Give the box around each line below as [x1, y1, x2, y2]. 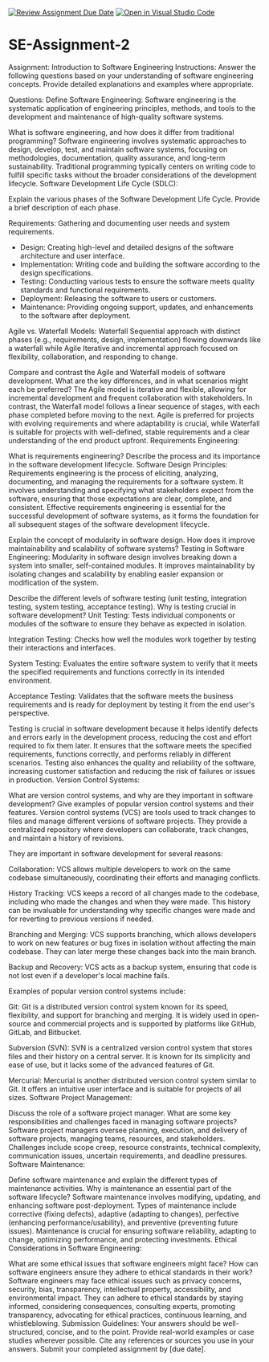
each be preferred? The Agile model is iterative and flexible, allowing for [8, 384, 247, 394]
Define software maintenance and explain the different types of [8, 1175, 218, 1185]
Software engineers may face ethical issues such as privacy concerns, [8, 1275, 243, 1285]
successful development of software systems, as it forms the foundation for [8, 511, 259, 520]
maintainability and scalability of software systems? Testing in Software [8, 543, 245, 553]
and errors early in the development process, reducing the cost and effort [8, 732, 252, 742]
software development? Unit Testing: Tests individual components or [8, 610, 235, 620]
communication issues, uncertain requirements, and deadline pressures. [8, 1151, 247, 1160]
